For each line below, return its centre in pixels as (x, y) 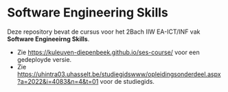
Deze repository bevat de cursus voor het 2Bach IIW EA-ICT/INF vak (104, 32)
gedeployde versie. (44, 59)
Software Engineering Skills (88, 13)
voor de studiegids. (127, 81)
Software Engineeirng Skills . (48, 38)
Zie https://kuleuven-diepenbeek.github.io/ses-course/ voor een (109, 52)
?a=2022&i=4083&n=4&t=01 (58, 81)
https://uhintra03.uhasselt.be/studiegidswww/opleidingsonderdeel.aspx (119, 74)
